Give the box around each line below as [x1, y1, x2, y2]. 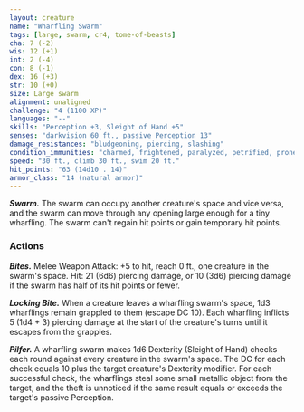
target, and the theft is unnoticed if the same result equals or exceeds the [9, 382, 283, 393]
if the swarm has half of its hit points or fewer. [9, 280, 181, 291]
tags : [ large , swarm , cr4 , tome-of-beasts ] [9, 30, 176, 39]
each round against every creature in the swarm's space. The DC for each [9, 353, 287, 364]
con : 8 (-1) [9, 64, 54, 73]
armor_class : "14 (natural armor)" [9, 173, 144, 182]
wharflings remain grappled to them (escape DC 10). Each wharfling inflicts [9, 307, 290, 318]
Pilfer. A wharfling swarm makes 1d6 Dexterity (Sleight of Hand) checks [9, 343, 278, 354]
